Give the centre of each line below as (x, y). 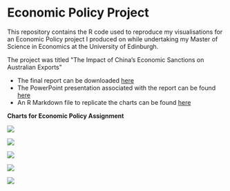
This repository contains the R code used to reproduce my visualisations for (115, 32)
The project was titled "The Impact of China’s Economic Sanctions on (106, 59)
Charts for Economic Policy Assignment (66, 116)
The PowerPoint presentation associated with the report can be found (116, 88)
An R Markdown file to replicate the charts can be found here (104, 102)
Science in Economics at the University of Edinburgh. (83, 46)
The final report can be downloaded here (76, 80)
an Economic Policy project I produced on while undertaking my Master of (113, 39)
